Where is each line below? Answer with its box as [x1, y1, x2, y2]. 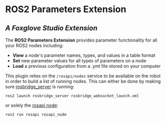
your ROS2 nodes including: [5, 43, 64, 49]
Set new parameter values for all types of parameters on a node [12, 58, 147, 64]
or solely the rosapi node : [5, 102, 59, 108]
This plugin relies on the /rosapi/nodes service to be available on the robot [5, 73, 161, 79]
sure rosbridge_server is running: [5, 84, 74, 90]
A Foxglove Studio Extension [5, 24, 98, 32]
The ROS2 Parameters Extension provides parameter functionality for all [5, 37, 158, 43]
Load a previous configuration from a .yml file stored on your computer [12, 63, 161, 69]
